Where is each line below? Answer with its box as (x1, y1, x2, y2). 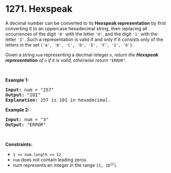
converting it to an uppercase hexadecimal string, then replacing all (5, 25, 147, 31)
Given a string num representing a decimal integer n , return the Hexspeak (5, 52, 159, 58)
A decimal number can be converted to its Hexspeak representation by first (5, 20, 166, 26)
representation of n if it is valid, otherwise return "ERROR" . (5, 57, 127, 63)
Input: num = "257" (5, 86, 54, 93)
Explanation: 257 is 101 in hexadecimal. (5, 97, 111, 103)
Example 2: (5, 106, 30, 113)
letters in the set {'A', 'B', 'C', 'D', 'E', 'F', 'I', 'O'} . (5, 41, 134, 48)
